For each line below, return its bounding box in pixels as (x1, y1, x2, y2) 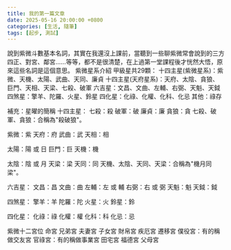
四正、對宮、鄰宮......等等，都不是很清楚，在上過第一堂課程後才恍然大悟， (7, 58, 217, 66)
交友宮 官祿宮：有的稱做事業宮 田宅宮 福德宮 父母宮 (12, 235, 159, 244)
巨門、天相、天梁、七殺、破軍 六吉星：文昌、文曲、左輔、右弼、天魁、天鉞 (7, 84, 221, 92)
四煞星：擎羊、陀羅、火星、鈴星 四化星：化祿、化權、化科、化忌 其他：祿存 (7, 93, 222, 101)
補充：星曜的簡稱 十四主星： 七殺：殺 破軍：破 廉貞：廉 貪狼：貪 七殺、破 (7, 107, 217, 115)
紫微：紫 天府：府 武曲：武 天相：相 (7, 131, 109, 139)
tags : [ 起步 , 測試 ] (7, 29, 59, 37)
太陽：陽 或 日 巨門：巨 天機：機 (7, 145, 99, 153)
